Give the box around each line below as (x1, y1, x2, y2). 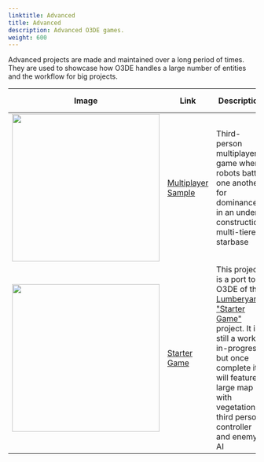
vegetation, (215, 402, 258, 413)
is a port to (215, 274, 256, 285)
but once (215, 353, 249, 364)
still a (215, 333, 236, 344)
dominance (215, 198, 258, 209)
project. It (215, 323, 251, 334)
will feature (215, 372, 258, 383)
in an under (215, 207, 258, 218)
